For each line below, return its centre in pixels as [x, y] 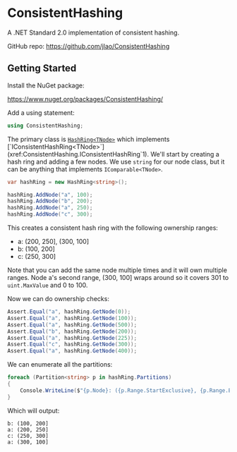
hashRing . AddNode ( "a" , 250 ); [50, 208]
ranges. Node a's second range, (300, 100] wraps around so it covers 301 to [118, 277]
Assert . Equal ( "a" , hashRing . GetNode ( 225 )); [72, 338]
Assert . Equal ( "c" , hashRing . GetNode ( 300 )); [72, 344]
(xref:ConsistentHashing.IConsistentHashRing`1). [78, 154]
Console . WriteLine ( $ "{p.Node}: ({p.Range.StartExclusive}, [109, 390]
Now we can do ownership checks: [58, 299]
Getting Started [42, 68]
